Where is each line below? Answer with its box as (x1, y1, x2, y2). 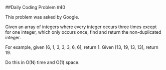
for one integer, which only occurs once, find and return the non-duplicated (5, 29, 161, 35)
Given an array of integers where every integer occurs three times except (5, 24, 157, 30)
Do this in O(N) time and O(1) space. (5, 59, 80, 65)
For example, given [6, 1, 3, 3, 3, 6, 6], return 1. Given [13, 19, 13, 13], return (5, 44, 159, 50)
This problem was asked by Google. (5, 14, 79, 20)
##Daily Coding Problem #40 (5, 5, 66, 10)
